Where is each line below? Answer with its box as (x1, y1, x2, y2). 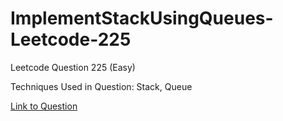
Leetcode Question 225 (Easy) (10, 61, 136, 73)
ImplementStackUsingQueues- (10, 7, 274, 30)
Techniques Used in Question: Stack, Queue (10, 80, 193, 92)
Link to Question (10, 100, 78, 112)
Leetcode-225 (10, 28, 132, 51)
